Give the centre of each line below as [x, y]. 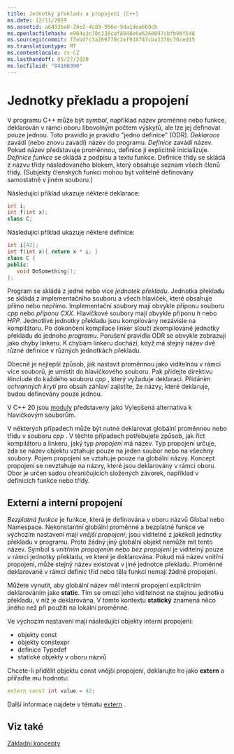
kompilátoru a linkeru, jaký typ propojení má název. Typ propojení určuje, [112, 444]
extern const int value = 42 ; [51, 691]
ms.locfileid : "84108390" [45, 66]
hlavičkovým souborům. [42, 415]
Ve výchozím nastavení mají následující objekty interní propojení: [100, 622]
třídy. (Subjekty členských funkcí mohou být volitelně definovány [101, 172]
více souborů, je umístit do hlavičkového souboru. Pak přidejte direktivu [110, 371]
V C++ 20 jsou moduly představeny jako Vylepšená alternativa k [100, 408]
